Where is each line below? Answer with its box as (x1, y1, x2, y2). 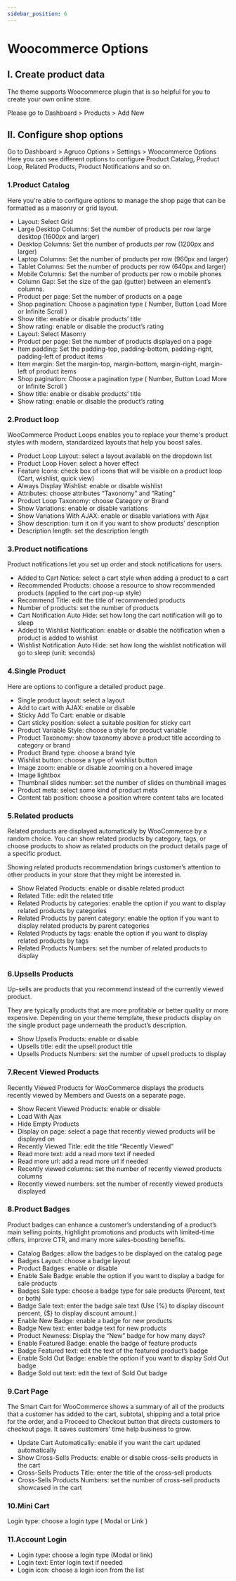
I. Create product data (7, 68, 105, 81)
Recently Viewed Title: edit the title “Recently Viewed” (17, 1142, 174, 1151)
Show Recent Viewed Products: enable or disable (17, 1104, 160, 1113)
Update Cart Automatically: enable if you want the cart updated (17, 1439, 202, 1447)
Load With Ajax (17, 1112, 62, 1120)
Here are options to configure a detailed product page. (7, 682, 165, 690)
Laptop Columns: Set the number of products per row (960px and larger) (17, 254, 228, 263)
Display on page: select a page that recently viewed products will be (17, 1127, 216, 1135)
